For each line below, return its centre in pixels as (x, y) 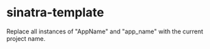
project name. (26, 38)
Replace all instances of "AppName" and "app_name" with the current (105, 31)
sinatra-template (55, 13)
